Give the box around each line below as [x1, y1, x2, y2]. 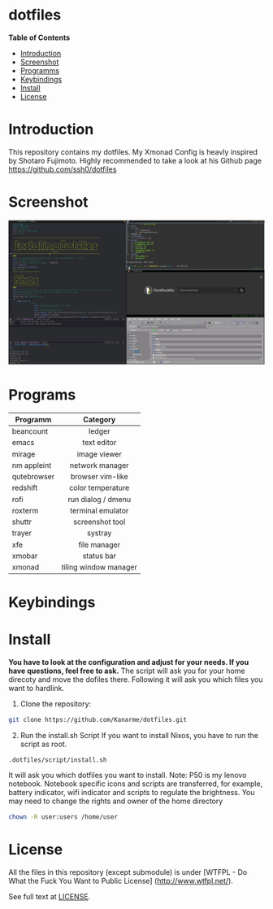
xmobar [11, 551, 38, 561]
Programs [8, 385, 76, 404]
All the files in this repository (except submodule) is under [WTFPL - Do [8, 867, 248, 877]
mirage [11, 449, 36, 459]
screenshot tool [72, 517, 126, 527]
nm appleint [11, 460, 52, 470]
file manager [78, 540, 120, 549]
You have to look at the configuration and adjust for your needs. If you [8, 657, 249, 666]
